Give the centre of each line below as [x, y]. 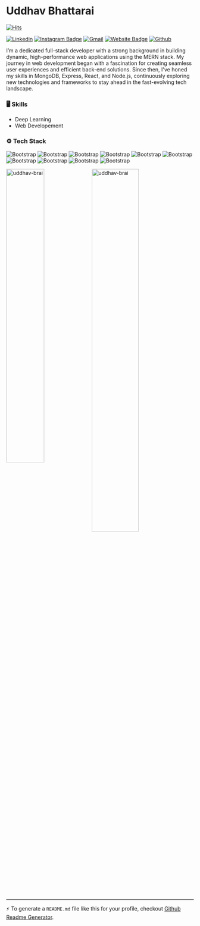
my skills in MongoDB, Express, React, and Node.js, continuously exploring [98, 76]
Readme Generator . [30, 917]
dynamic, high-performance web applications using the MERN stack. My [95, 57]
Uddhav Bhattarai [50, 11]
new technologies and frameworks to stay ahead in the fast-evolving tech [96, 82]
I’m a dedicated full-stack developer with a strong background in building [96, 50]
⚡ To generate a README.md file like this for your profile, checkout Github [93, 908]
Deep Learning [33, 120]
